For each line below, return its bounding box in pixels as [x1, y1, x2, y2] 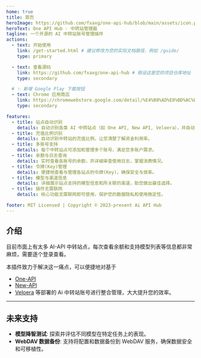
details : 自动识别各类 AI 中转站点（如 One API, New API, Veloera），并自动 [17, 125, 196, 131]
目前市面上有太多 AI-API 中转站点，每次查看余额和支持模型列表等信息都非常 [6, 243, 193, 250]
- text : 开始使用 [11, 43, 51, 48]
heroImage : [6, 20, 33, 26]
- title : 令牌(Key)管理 [11, 163, 68, 169]
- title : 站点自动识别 [11, 119, 63, 125]
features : [6, 113, 31, 120]
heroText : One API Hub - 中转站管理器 [6, 25, 98, 32]
